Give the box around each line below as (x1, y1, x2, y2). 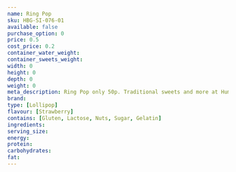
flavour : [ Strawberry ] (7, 108, 74, 115)
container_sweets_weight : (7, 56, 83, 63)
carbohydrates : (7, 147, 52, 154)
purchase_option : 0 (7, 29, 65, 37)
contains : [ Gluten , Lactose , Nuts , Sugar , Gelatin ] (7, 114, 162, 121)
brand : (7, 95, 27, 102)
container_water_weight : (7, 50, 80, 57)
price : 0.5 (7, 37, 39, 44)
